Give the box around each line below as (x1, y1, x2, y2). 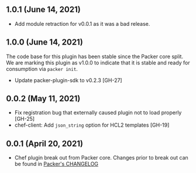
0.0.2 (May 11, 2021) (6, 94, 81, 104)
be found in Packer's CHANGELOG (14, 161, 98, 168)
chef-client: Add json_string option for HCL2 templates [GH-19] (14, 121, 170, 128)
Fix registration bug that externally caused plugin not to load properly (14, 109, 182, 116)
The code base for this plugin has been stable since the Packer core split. (6, 53, 183, 60)
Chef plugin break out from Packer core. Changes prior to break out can (14, 154, 188, 161)
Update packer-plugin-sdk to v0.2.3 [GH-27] (14, 76, 122, 84)
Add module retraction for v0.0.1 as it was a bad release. (14, 20, 150, 27)
